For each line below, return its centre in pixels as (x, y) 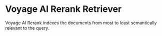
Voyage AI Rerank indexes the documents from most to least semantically (81, 23)
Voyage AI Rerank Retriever (63, 9)
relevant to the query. (27, 28)
